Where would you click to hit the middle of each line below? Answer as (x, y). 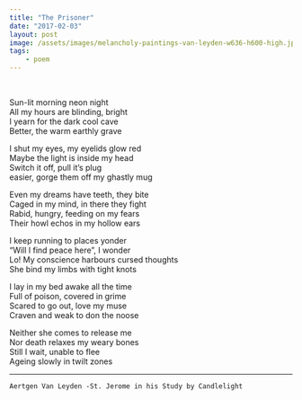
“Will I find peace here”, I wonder (70, 250)
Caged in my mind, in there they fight (78, 204)
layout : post (34, 34)
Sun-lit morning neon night (59, 102)
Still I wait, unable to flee (55, 352)
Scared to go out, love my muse (68, 306)
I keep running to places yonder (68, 240)
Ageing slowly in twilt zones (61, 361)
